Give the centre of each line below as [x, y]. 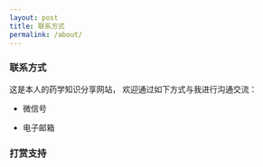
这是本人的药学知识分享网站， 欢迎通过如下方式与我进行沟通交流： [133, 89]
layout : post [34, 18]
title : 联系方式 [37, 26]
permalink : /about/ [46, 34]
